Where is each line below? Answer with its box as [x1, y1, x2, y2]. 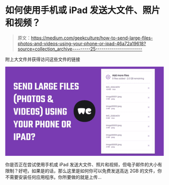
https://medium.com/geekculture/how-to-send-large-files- [31, 35, 153, 41]
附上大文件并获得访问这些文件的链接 [5, 56, 80, 62]
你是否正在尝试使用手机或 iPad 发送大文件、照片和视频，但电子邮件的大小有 [5, 162, 162, 168]
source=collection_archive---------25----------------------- [17, 46, 142, 52]
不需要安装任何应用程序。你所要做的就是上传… [5, 174, 102, 180]
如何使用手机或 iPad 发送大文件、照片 [5, 5, 160, 16]
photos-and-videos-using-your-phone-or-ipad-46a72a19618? [17, 40, 146, 46]
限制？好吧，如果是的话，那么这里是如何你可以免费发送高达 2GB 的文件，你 [5, 168, 162, 174]
